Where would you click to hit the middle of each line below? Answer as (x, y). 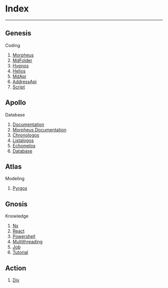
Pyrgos (20, 188)
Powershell (24, 236)
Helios (19, 71)
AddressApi (24, 81)
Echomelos (24, 145)
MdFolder (22, 60)
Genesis (18, 33)
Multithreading (27, 242)
